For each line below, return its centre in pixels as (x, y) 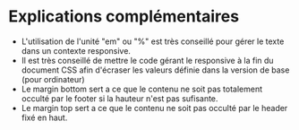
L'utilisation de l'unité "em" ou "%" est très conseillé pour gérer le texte (153, 41)
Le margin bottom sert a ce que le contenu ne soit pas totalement (142, 89)
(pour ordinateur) (53, 79)
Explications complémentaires (124, 17)
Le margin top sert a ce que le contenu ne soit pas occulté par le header (154, 108)
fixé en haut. (44, 117)
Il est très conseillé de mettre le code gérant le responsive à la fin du (147, 60)
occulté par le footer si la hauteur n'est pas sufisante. (120, 98)
